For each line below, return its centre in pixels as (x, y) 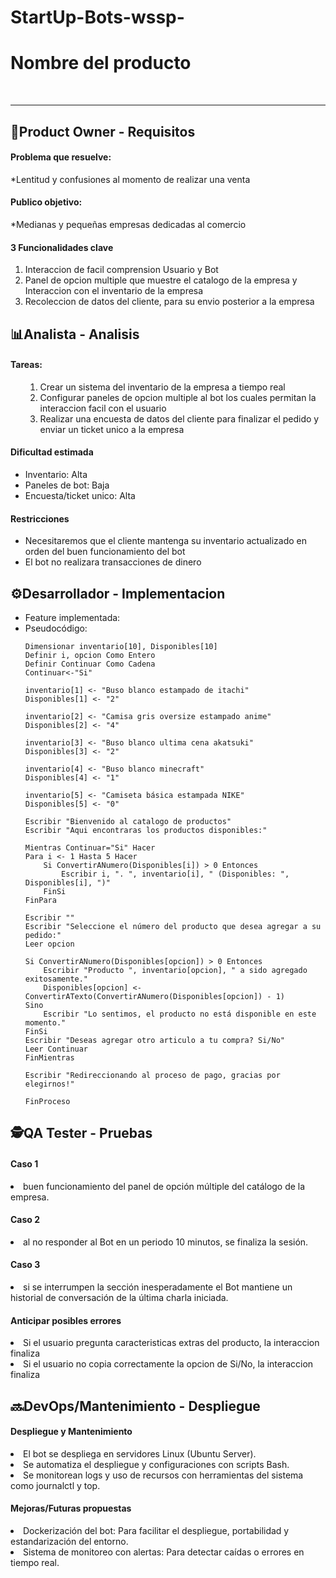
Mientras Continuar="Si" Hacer (90, 847)
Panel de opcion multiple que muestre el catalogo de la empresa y (161, 280)
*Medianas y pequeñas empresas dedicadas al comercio (128, 224)
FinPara (40, 900)
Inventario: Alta (56, 474)
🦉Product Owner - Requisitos (103, 131)
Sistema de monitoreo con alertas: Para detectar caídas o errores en (164, 1552)
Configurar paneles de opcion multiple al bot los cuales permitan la (178, 397)
